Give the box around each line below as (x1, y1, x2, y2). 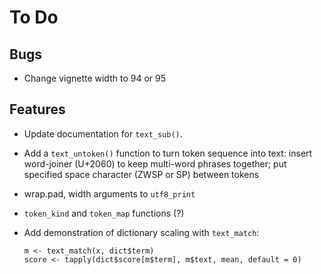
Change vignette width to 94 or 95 (23, 72, 166, 84)
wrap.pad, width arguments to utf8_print (23, 187, 196, 200)
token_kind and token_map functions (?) (23, 207, 185, 219)
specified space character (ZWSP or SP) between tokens (23, 168, 260, 180)
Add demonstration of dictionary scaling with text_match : (23, 226, 260, 238)
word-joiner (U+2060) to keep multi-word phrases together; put (23, 157, 287, 170)
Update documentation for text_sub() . (23, 127, 183, 140)
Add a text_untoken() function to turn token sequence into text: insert (23, 147, 313, 159)
